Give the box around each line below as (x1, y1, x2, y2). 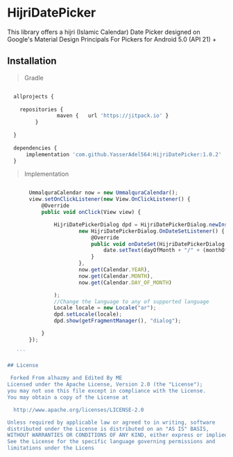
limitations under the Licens (7, 445, 95, 451)
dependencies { (13, 144, 58, 152)
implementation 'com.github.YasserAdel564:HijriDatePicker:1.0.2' (25, 151, 222, 158)
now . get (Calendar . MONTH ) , (78, 272, 154, 280)
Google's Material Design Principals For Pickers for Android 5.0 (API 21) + (7, 35, 217, 43)
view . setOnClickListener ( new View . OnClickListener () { (28, 196, 191, 203)
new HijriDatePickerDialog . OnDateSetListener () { (78, 227, 225, 235)
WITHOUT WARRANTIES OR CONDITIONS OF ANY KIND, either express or (7, 431, 203, 439)
